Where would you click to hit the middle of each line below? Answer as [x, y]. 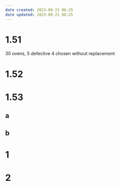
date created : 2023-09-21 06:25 [39, 10]
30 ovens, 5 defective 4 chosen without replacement [60, 54]
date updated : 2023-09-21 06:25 [39, 15]
